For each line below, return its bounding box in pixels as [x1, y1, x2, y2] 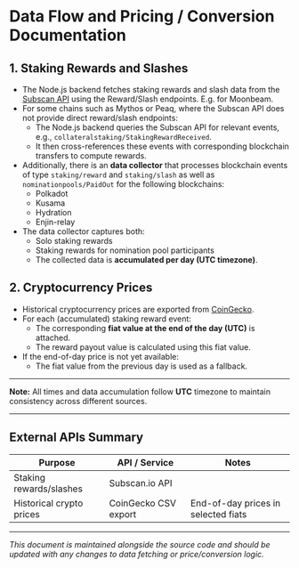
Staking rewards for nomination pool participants [35, 245, 215, 256]
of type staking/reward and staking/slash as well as [21, 169, 215, 180]
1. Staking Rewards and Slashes [9, 61, 189, 76]
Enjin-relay [35, 216, 76, 227]
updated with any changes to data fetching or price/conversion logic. [9, 548, 264, 559]
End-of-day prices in [190, 497, 281, 509]
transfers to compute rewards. [35, 150, 147, 161]
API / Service [117, 456, 174, 468]
